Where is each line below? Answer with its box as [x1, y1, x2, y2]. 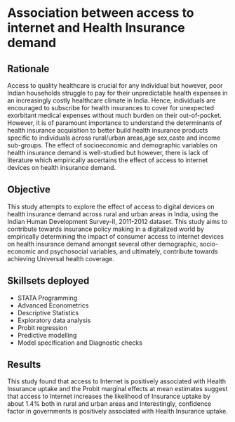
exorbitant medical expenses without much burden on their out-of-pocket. [7, 111, 222, 119]
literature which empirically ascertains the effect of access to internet [7, 156, 208, 164]
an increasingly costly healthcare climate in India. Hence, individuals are [7, 96, 216, 105]
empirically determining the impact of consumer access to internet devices [7, 232, 224, 240]
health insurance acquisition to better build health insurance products [7, 126, 208, 134]
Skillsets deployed [7, 275, 90, 287]
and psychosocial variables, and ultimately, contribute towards [37, 247, 219, 256]
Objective [7, 184, 51, 196]
